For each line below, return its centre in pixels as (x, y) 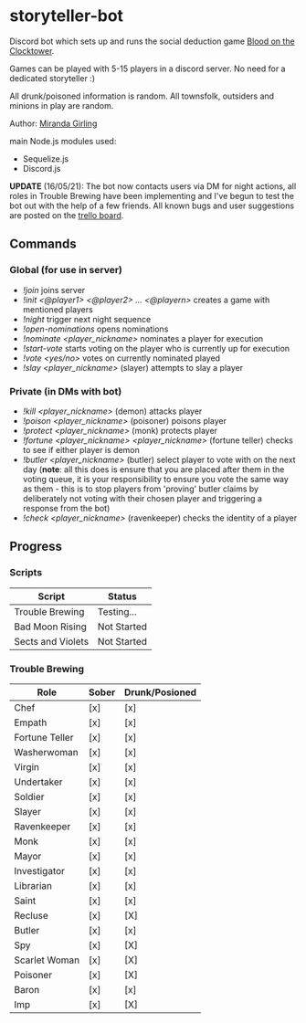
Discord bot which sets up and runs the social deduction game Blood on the (152, 41)
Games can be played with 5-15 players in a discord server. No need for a (148, 69)
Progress (36, 547)
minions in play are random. (62, 105)
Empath (31, 722)
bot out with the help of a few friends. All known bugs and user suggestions (152, 206)
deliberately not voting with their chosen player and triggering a (142, 498)
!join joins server (54, 290)
